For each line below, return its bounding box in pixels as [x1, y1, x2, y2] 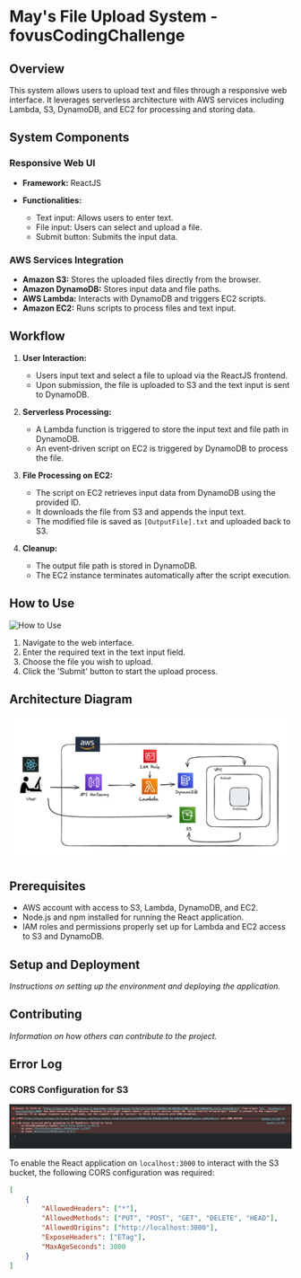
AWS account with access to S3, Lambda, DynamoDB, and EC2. [21, 903, 259, 913]
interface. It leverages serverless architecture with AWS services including [9, 94, 285, 105]
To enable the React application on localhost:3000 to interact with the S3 [9, 1157, 279, 1168]
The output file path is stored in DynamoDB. [35, 560, 198, 571]
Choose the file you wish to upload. [21, 656, 154, 666]
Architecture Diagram [9, 692, 133, 707]
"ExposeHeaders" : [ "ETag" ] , [41, 1233, 146, 1242]
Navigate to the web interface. [21, 637, 134, 648]
